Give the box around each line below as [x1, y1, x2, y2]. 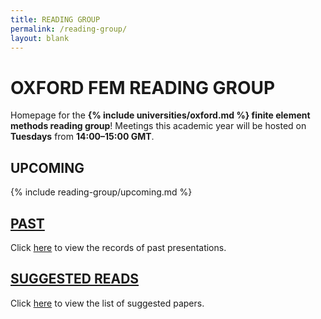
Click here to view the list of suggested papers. [10, 297, 205, 309]
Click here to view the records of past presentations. [10, 241, 227, 253]
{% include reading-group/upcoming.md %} [10, 186, 193, 198]
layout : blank [10, 33, 70, 43]
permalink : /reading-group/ [10, 24, 128, 34]
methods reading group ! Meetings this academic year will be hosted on [10, 120, 307, 132]
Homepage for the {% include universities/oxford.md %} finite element [10, 109, 311, 121]
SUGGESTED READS [10, 271, 140, 288]
